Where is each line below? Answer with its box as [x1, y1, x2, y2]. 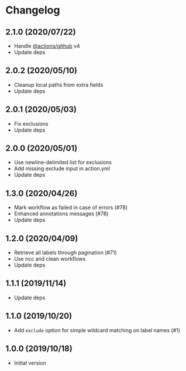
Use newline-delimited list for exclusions [13, 159, 112, 166]
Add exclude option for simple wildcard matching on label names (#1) [13, 326, 181, 333]
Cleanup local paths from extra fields [13, 81, 104, 88]
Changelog [5, 4, 60, 17]
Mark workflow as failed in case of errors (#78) [13, 204, 128, 211]
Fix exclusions [13, 120, 49, 127]
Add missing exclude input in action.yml [13, 165, 111, 172]
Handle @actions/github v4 [13, 42, 80, 49]
